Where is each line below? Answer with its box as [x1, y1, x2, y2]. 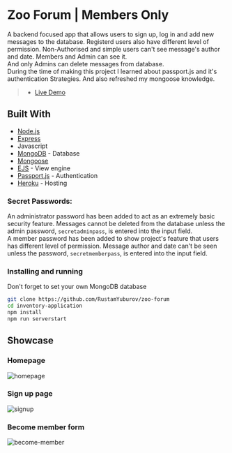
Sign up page [7, 389, 53, 399]
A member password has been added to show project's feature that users [7, 235, 219, 243]
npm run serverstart [7, 315, 68, 322]
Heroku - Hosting [17, 179, 68, 187]
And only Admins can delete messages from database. [7, 59, 164, 68]
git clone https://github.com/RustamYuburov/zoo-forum [7, 296, 170, 303]
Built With [7, 108, 51, 120]
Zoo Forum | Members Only [7, 7, 169, 23]
